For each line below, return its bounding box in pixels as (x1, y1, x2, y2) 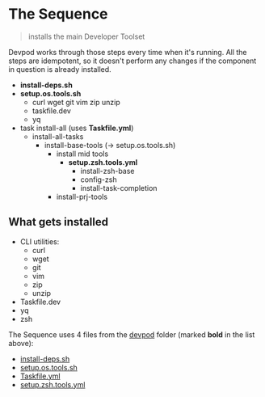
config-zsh (80, 175, 117, 184)
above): (8, 338, 34, 348)
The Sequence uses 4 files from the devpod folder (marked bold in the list (8, 329, 255, 340)
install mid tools (56, 149, 109, 158)
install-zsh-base (80, 166, 135, 175)
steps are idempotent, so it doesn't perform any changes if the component (8, 56, 257, 65)
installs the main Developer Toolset (27, 32, 145, 41)
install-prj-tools (56, 192, 107, 201)
